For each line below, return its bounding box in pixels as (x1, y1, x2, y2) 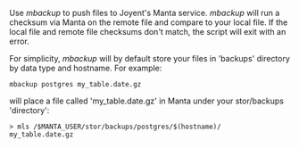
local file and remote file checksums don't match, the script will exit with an (9, 27, 287, 37)
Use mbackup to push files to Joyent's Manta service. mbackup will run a (9, 8, 280, 18)
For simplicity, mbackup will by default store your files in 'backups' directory (9, 53, 290, 63)
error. (9, 36, 29, 46)
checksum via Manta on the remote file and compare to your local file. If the (9, 17, 288, 28)
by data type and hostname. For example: (9, 62, 162, 73)
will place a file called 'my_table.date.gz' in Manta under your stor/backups (9, 95, 284, 106)
